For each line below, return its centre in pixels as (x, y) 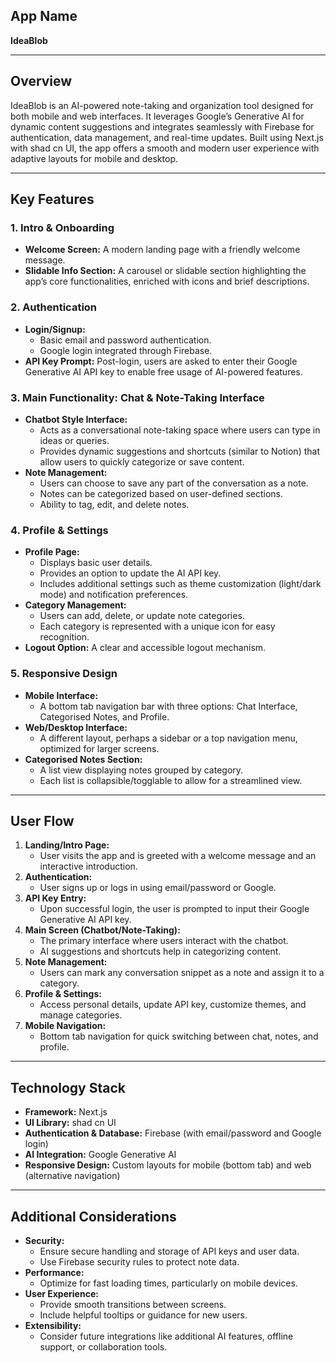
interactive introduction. (88, 866)
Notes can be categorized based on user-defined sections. (161, 493)
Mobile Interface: (61, 695)
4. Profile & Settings (59, 530)
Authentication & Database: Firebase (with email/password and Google (173, 1133)
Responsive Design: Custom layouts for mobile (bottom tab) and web (168, 1165)
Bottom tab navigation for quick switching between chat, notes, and (179, 1036)
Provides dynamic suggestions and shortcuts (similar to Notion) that (179, 451)
